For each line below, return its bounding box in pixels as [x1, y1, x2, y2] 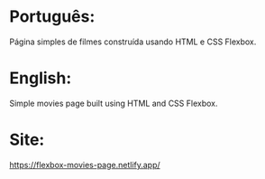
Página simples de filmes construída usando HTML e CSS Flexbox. [9, 36, 257, 47]
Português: [9, 6, 96, 27]
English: [9, 68, 72, 89]
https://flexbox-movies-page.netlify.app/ [9, 159, 160, 170]
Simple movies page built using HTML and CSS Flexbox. [9, 98, 218, 108]
